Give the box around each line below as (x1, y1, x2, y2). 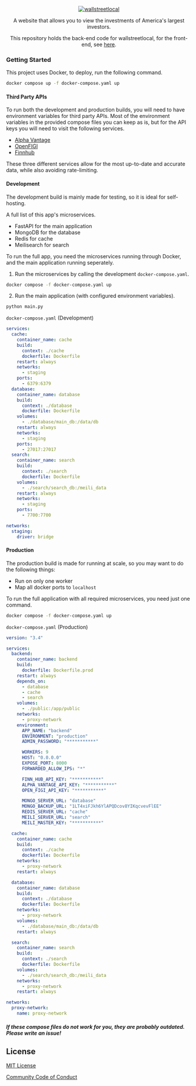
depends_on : (16, 678, 46, 684)
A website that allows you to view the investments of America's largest (13, 17, 185, 24)
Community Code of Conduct (6, 1074, 78, 1081)
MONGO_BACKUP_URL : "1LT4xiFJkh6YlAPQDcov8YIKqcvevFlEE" (21, 804, 162, 809)
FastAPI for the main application (14, 222, 92, 229)
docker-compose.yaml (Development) (6, 314, 94, 321)
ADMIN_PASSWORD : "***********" (21, 739, 99, 745)
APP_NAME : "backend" (21, 728, 72, 733)
